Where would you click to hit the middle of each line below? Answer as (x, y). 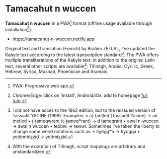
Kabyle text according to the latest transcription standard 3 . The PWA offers (82, 54)
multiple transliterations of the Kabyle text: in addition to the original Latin (80, 60)
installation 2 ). (19, 29)
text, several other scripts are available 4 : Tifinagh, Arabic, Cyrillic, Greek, (80, 66)
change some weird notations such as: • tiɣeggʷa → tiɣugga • (76, 131)
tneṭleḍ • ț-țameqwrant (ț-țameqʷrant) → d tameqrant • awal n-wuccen (85, 121)
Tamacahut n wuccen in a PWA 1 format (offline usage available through (79, 23)
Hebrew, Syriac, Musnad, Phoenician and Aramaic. (57, 71)
